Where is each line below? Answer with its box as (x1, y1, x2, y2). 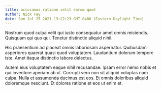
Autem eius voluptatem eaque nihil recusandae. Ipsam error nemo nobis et (5, 64, 157, 70)
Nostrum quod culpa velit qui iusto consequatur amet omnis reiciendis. (5, 30, 149, 36)
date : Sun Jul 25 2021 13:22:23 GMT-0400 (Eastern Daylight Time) (5, 16, 144, 21)
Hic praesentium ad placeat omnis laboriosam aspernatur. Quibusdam (5, 45, 147, 51)
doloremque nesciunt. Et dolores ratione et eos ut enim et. (5, 80, 123, 86)
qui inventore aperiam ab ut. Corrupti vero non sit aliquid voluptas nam (5, 70, 148, 76)
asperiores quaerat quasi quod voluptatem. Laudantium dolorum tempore (5, 50, 154, 56)
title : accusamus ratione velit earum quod (5, 7, 96, 12)
